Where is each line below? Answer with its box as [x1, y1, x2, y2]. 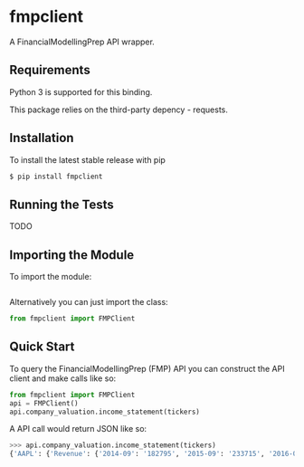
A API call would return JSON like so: [9, 424, 147, 434]
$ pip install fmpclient [9, 172, 103, 181]
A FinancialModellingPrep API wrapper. [9, 36, 156, 47]
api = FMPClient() [9, 398, 79, 408]
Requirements [9, 62, 90, 78]
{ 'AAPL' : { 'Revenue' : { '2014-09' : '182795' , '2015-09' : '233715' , [9, 450, 265, 459]
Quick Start [9, 339, 75, 355]
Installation [9, 130, 74, 146]
